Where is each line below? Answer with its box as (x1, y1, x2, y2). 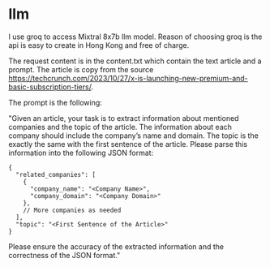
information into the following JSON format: (8, 148, 154, 157)
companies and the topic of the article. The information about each (8, 122, 233, 131)
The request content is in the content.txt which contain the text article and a (8, 56, 262, 66)
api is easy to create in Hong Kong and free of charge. (8, 40, 190, 50)
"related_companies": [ (15, 170, 96, 179)
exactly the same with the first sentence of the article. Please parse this (8, 139, 248, 149)
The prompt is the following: (8, 97, 103, 107)
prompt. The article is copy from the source (8, 64, 154, 74)
